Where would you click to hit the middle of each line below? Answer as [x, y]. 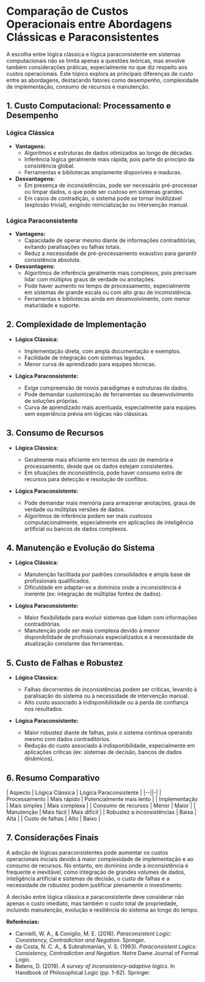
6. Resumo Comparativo [53, 778]
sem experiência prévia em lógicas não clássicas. [87, 413]
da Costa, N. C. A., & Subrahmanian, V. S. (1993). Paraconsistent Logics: [106, 947]
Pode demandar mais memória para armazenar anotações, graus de [110, 503]
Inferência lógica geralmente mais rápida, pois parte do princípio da [109, 159]
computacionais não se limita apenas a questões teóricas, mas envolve [96, 61]
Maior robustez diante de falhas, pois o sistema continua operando [108, 733]
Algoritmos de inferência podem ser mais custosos [88, 515]
